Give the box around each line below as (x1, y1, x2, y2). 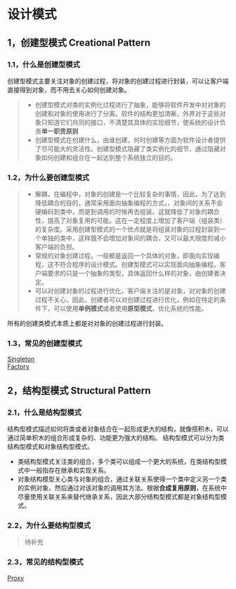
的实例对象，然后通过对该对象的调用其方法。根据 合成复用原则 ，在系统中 (17, 483, 227, 493)
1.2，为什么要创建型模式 (7, 172, 90, 182)
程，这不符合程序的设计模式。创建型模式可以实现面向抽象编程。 (34, 260, 220, 269)
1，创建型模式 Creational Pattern (7, 37, 151, 49)
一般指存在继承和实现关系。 (29, 466, 110, 475)
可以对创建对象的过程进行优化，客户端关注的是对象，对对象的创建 (34, 286, 226, 296)
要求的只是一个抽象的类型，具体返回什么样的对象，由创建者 (47, 269, 220, 278)
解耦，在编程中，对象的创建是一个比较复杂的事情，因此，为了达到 (34, 190, 226, 198)
